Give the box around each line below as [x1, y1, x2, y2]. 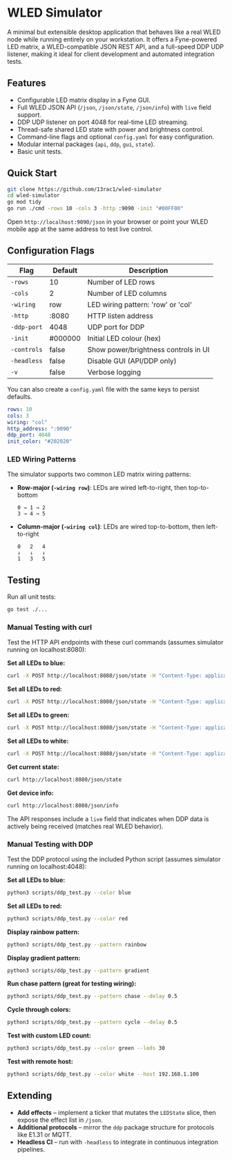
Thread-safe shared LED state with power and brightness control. [17, 125, 204, 133]
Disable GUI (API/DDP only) [87, 355, 177, 365]
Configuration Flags [7, 245, 95, 257]
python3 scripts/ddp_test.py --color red [7, 915, 128, 922]
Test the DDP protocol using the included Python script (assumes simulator [7, 854, 221, 863]
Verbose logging [87, 367, 142, 377]
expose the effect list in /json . [17, 1116, 104, 1124]
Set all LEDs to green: [7, 711, 70, 719]
